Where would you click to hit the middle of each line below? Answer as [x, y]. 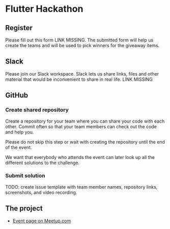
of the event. [19, 147]
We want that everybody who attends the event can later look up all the [80, 157]
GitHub [17, 95]
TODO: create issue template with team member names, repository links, [81, 187]
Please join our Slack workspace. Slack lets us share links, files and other [82, 74]
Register [19, 28]
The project [24, 208]
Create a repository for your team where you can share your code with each [85, 121]
